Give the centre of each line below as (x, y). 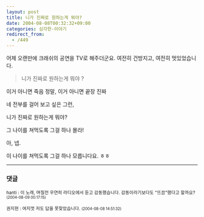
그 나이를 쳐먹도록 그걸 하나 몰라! (45, 130)
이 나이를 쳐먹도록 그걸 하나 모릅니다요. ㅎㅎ (58, 156)
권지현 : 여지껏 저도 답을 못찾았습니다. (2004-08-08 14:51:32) (64, 209)
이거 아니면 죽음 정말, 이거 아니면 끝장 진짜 (56, 91)
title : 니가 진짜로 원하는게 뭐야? (44, 18)
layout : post (23, 12)
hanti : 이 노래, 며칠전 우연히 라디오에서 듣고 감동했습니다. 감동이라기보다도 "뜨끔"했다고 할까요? (101, 193)
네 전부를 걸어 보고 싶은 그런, (40, 104)
